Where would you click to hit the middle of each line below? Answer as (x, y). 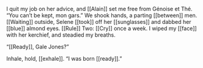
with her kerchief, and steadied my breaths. (61, 35)
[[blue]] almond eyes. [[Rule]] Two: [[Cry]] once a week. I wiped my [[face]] (102, 28)
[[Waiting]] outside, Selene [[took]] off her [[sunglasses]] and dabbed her (99, 22)
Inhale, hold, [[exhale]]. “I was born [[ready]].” (64, 59)
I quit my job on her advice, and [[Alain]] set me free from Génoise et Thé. (99, 9)
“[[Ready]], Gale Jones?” (38, 47)
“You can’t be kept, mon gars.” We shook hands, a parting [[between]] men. (102, 15)
